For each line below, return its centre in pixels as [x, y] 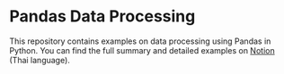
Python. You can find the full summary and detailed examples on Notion [142, 50]
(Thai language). [40, 60]
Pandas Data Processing [102, 16]
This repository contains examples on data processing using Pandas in [140, 41]
